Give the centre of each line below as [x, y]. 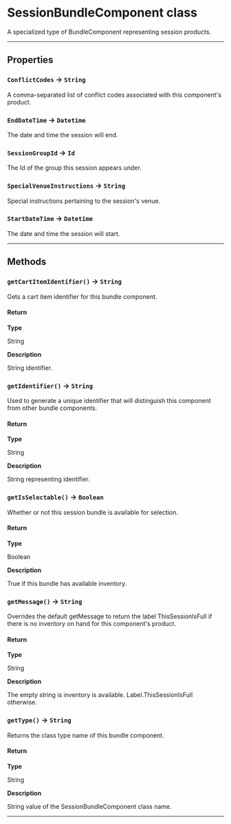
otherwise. [22, 703]
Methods [27, 262]
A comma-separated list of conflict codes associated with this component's [114, 95]
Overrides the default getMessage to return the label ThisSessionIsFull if [110, 616]
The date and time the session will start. [64, 233]
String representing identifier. [49, 479]
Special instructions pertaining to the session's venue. [84, 201]
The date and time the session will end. [63, 135]
